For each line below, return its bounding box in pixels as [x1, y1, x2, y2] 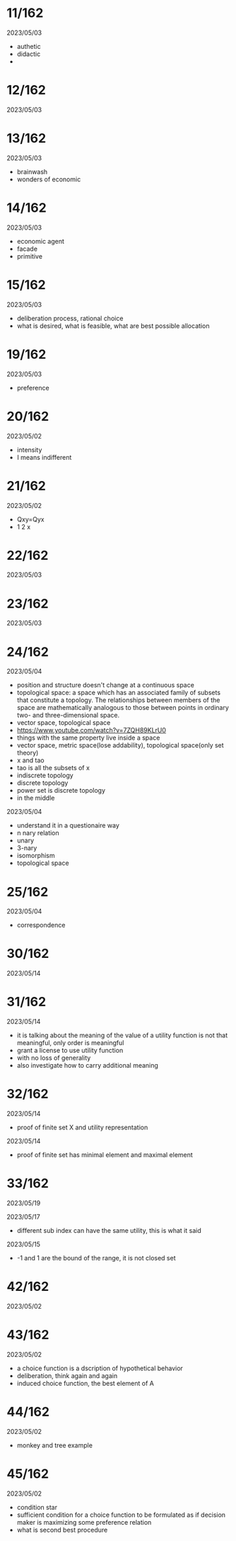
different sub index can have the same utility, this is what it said [16, 1226, 202, 1234]
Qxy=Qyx [16, 515, 45, 524]
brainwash [16, 167, 48, 176]
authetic [16, 42, 41, 50]
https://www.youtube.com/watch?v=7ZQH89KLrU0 [16, 726, 167, 735]
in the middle [16, 794, 55, 802]
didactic [16, 50, 41, 58]
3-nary [16, 844, 37, 852]
